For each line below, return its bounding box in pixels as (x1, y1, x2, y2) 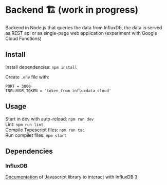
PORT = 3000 (5, 84, 31, 89)
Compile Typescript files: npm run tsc (5, 127, 85, 133)
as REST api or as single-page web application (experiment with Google (5, 30, 158, 36)
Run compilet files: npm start (5, 132, 67, 138)
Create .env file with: (5, 74, 50, 80)
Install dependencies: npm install (5, 64, 78, 70)
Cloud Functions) (5, 35, 42, 42)
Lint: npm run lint (5, 121, 44, 127)
